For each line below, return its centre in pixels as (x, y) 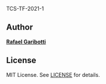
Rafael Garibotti (26, 42)
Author (19, 27)
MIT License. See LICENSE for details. (53, 74)
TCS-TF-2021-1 (25, 9)
